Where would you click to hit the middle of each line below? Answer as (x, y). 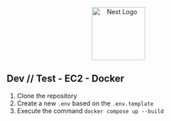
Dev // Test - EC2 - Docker (66, 79)
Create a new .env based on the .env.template (85, 103)
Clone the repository (47, 96)
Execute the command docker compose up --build (90, 110)
